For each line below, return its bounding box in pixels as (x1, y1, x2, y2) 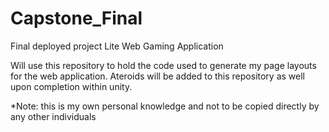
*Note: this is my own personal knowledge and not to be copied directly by (10, 100, 320, 112)
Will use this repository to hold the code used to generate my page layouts (10, 59, 317, 71)
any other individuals (10, 110, 97, 122)
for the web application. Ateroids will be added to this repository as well (10, 70, 305, 82)
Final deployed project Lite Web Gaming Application (10, 40, 224, 52)
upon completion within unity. (10, 80, 133, 92)
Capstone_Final (10, 7, 143, 30)
